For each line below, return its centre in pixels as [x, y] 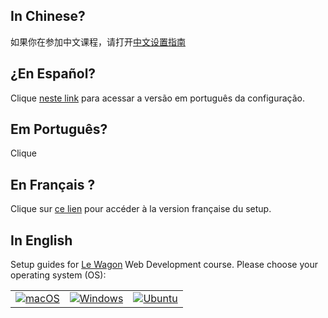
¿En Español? [53, 74]
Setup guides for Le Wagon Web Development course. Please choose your [164, 265]
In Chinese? [48, 16]
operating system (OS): [58, 275]
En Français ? [53, 184]
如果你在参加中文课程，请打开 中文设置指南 [98, 41]
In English [41, 240]
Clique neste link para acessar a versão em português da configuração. [157, 98]
